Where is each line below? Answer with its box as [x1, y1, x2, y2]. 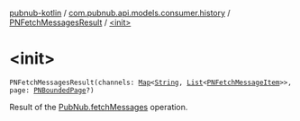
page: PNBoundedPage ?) [9, 85, 95, 95]
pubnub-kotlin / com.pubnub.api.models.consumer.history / [9, 8, 232, 18]
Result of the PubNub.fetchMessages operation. [9, 101, 188, 112]
